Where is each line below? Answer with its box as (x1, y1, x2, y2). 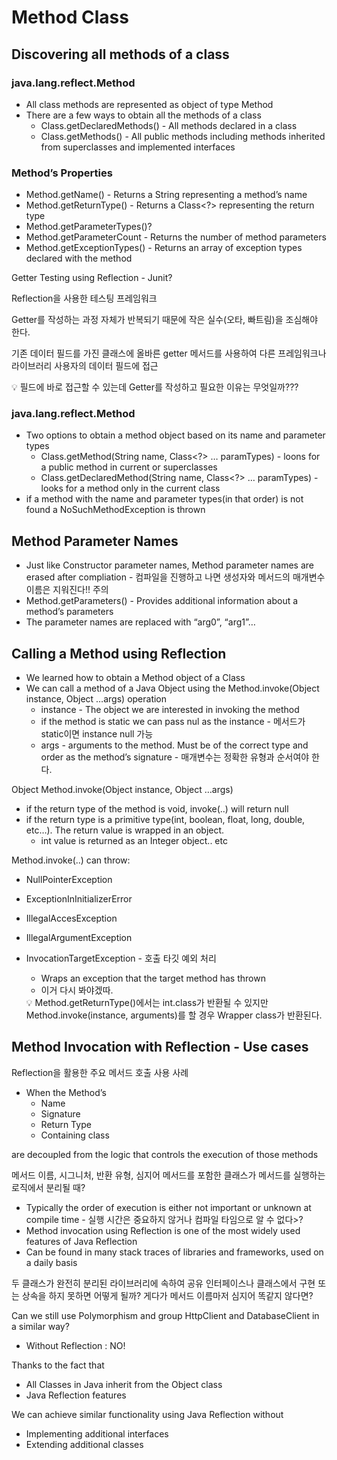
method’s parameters (25, 606, 114, 618)
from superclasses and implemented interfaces (40, 141, 236, 153)
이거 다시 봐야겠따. (40, 984, 114, 996)
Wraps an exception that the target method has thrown (40, 972, 266, 985)
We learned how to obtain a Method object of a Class (25, 672, 246, 684)
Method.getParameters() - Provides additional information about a (25, 595, 299, 607)
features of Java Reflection (25, 1235, 138, 1247)
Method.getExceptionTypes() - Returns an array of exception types (25, 242, 303, 254)
